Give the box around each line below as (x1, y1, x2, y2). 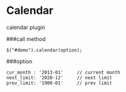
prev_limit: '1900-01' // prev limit (6, 80, 113, 86)
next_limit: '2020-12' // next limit (6, 74, 113, 80)
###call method (6, 35, 46, 42)
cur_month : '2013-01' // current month (6, 69, 121, 76)
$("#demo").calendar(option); (6, 47, 83, 53)
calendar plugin (6, 24, 45, 31)
